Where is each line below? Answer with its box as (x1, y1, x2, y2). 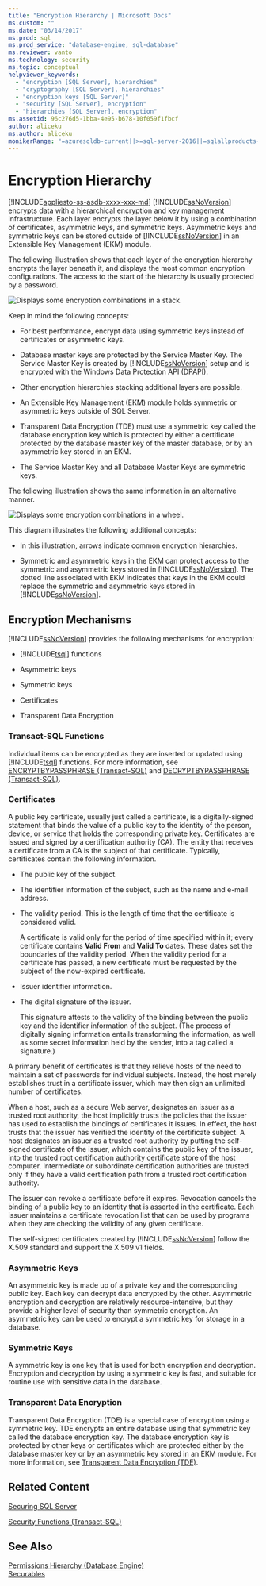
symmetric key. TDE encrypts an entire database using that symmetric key (8, 1423, 251, 1433)
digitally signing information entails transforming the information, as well (19, 1029, 256, 1038)
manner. (8, 495, 36, 504)
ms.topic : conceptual (8, 64, 80, 71)
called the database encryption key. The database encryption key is (8, 1432, 230, 1442)
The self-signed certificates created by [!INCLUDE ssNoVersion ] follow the (8, 1234, 250, 1243)
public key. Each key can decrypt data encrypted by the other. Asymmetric (8, 1289, 252, 1299)
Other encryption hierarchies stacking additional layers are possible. (19, 383, 243, 392)
